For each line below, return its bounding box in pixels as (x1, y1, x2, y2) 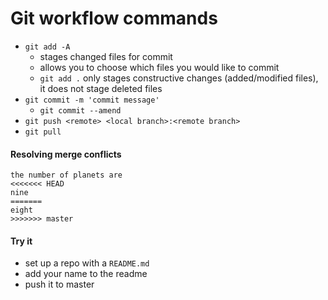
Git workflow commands (10, 7, 218, 30)
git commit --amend (39, 105, 122, 116)
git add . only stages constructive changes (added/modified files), (39, 72, 319, 84)
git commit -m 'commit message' (24, 95, 160, 105)
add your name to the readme (24, 268, 148, 280)
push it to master (24, 278, 95, 291)
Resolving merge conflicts (10, 148, 122, 160)
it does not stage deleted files (39, 82, 163, 94)
